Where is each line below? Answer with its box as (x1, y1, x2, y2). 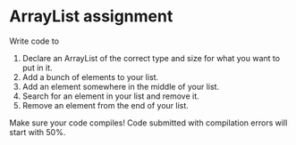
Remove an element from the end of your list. (21, 100, 190, 110)
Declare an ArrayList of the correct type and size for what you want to (21, 52, 280, 63)
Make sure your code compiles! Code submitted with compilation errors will (9, 117, 288, 128)
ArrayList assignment (9, 6, 173, 27)
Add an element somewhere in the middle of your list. (21, 81, 220, 92)
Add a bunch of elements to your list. (21, 71, 159, 82)
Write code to (9, 36, 60, 46)
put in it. (21, 62, 53, 73)
